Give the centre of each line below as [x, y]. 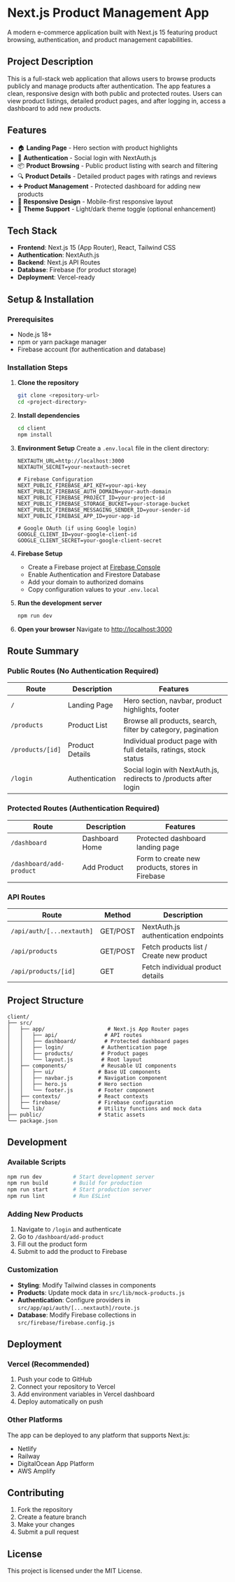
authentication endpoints [183, 935]
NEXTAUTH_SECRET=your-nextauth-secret [74, 467]
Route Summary [43, 651]
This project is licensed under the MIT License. [75, 1571]
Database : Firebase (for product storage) [77, 270]
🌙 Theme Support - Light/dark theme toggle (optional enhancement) [116, 209]
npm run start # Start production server [79, 1190]
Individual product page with [170, 741]
